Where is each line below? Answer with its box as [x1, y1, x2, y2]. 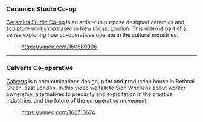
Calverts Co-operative [6, 64, 74, 72]
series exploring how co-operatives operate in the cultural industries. [6, 31, 178, 39]
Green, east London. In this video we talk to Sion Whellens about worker [6, 84, 186, 91]
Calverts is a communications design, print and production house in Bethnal [6, 77, 195, 85]
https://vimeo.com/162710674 [21, 108, 95, 116]
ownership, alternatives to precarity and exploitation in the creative [6, 90, 173, 98]
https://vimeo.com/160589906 [21, 43, 98, 50]
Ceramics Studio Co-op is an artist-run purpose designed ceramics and [6, 19, 185, 26]
